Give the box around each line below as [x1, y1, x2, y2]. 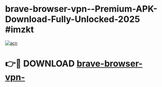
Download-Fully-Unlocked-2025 [5, 14, 140, 25]
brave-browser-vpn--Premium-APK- [5, 3, 158, 15]
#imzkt [5, 24, 34, 35]
